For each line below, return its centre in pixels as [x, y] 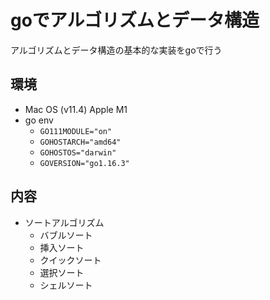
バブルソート [66, 235]
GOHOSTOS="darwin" [78, 152]
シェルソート [66, 285]
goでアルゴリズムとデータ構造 [135, 20]
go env [39, 120]
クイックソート [70, 260]
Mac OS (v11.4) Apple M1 [76, 109]
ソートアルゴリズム [64, 222]
